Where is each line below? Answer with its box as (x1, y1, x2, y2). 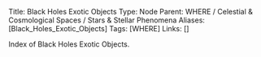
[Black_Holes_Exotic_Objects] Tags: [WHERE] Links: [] (8, 24, 189, 33)
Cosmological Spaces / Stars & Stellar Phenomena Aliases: (8, 15, 206, 25)
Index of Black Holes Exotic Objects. (8, 39, 130, 49)
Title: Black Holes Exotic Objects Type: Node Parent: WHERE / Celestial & (8, 7, 254, 16)
